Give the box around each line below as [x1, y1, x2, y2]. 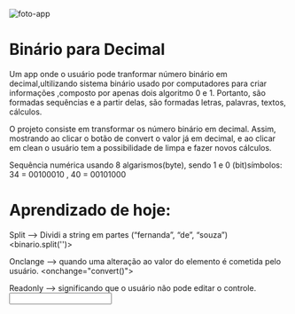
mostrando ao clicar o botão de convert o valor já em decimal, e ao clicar [9, 133, 276, 144]
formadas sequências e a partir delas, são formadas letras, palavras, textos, [9, 97, 286, 107]
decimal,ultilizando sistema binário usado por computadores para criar [9, 78, 268, 89]
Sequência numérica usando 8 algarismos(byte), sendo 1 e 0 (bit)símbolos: [9, 160, 283, 170]
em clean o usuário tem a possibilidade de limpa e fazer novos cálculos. [9, 142, 272, 153]
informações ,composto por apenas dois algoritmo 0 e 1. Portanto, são [9, 87, 266, 98]
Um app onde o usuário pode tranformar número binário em [9, 68, 228, 79]
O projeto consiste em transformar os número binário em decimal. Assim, [9, 123, 276, 134]
